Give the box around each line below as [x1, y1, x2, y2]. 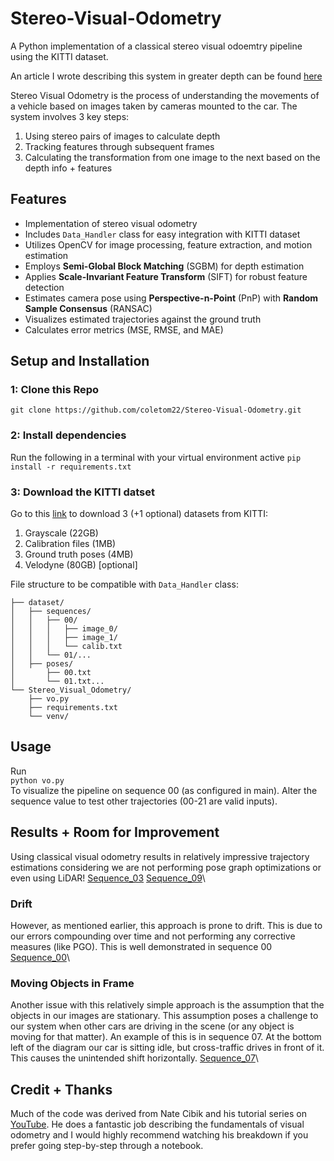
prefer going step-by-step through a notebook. [10, 1140, 204, 1152]
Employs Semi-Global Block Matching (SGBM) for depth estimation [24, 260, 305, 272]
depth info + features [24, 162, 113, 174]
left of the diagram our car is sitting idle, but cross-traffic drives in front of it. [10, 1042, 325, 1054]
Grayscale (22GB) [24, 527, 99, 539]
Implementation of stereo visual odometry [24, 217, 198, 229]
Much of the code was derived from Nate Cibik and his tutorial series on [10, 1108, 307, 1120]
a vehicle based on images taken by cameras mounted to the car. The [10, 100, 298, 112]
